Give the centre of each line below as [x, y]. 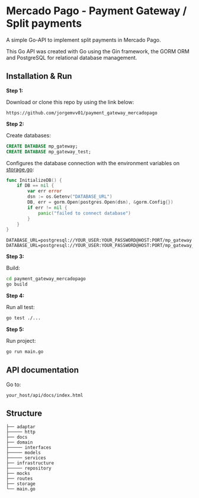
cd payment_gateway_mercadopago [46, 279]
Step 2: [15, 124]
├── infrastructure [30, 463]
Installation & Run [39, 76]
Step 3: [15, 256]
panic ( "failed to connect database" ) [84, 213]
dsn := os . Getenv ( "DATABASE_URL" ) [70, 197]
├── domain [20, 442]
